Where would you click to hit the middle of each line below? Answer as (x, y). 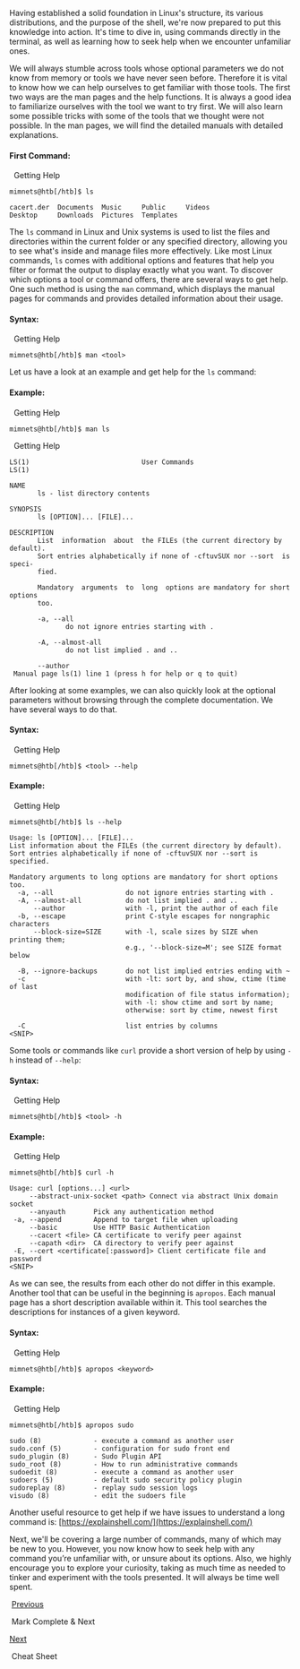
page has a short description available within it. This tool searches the (138, 1303)
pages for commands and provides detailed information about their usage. (146, 298)
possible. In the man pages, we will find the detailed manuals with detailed (146, 125)
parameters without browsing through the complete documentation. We (141, 700)
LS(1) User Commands (102, 462)
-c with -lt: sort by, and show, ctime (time (152, 979)
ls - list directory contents (94, 493)
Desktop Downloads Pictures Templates (94, 215)
